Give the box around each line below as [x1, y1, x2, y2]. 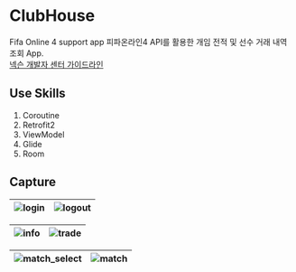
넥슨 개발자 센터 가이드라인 [9, 59, 104, 70]
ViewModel [22, 128, 65, 140]
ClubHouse [9, 5, 96, 26]
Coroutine [22, 109, 60, 120]
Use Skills [9, 86, 66, 101]
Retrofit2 [22, 119, 56, 130]
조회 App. [9, 47, 44, 59]
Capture [9, 174, 57, 190]
